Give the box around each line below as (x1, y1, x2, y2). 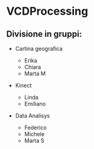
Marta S (24, 137, 45, 144)
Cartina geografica (15, 45, 63, 52)
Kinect (15, 82, 32, 89)
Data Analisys (15, 112, 50, 119)
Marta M (24, 70, 46, 77)
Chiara (24, 63, 42, 71)
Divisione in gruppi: (6, 29, 82, 39)
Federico (24, 124, 47, 131)
